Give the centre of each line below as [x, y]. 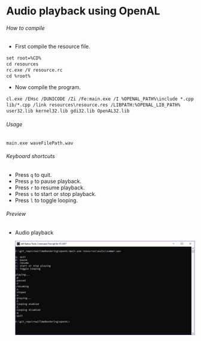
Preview [16, 214]
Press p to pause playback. [48, 181]
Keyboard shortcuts [31, 156]
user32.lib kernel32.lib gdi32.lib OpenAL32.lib [68, 111]
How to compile [25, 28]
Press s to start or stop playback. [56, 194]
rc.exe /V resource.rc [34, 70]
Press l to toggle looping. [46, 200]
